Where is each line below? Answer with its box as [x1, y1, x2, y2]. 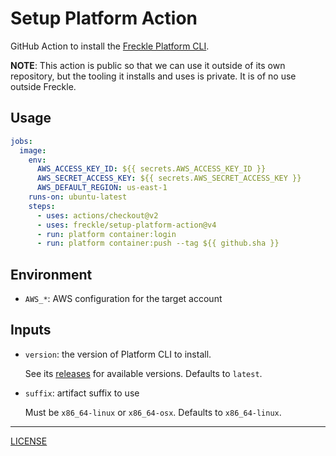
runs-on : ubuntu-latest [28, 192, 128, 202]
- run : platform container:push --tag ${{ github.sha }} [36, 238, 280, 249]
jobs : [10, 136, 33, 146]
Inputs [10, 322, 52, 339]
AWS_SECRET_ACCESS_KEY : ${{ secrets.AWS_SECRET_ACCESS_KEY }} [36, 173, 302, 184]
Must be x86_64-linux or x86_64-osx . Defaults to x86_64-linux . [24, 406, 282, 418]
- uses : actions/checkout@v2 [36, 210, 159, 221]
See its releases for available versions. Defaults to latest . [24, 367, 263, 379]
